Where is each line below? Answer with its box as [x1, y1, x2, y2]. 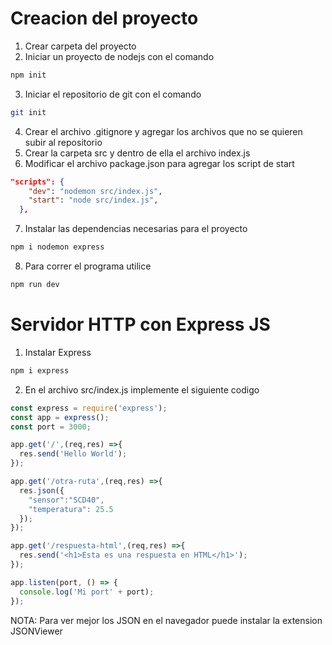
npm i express [10, 365, 70, 376]
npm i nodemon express [10, 242, 105, 252]
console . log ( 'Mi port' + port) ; [19, 587, 155, 597]
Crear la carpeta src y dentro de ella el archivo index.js [24, 147, 251, 159]
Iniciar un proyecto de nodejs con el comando [24, 50, 215, 62]
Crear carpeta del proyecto [24, 40, 137, 52]
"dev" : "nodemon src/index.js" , [28, 186, 163, 196]
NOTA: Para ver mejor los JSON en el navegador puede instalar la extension [10, 614, 323, 626]
